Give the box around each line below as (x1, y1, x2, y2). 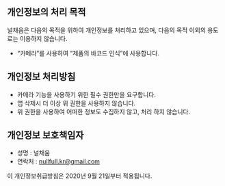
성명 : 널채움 (16, 149, 51, 157)
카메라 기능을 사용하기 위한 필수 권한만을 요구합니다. (16, 90, 156, 98)
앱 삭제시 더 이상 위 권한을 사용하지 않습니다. (16, 98, 136, 107)
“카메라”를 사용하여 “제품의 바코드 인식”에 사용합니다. (16, 49, 159, 57)
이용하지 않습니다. (19, 34, 68, 42)
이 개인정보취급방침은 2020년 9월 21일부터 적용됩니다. (7, 172, 153, 180)
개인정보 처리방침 (7, 71, 76, 83)
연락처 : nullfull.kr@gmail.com (16, 157, 101, 165)
